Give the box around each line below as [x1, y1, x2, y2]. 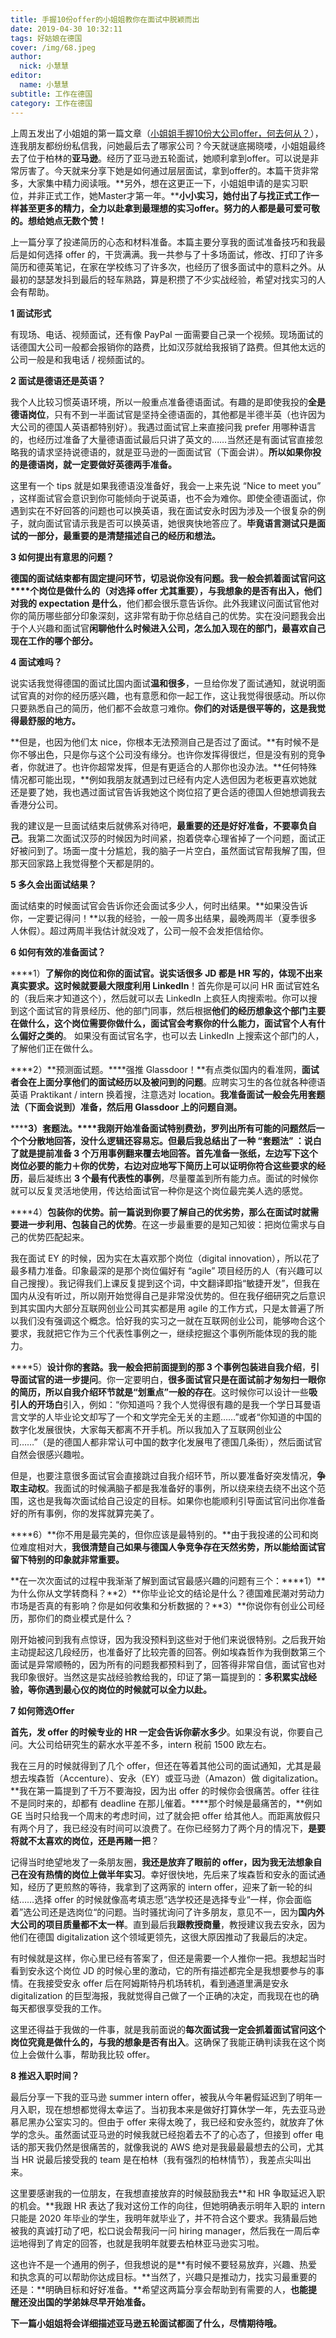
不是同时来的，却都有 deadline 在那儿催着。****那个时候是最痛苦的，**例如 [10, 1797, 323, 1809]
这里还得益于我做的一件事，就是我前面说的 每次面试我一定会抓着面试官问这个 [10, 2023, 326, 2035]
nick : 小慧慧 [19, 61, 69, 71]
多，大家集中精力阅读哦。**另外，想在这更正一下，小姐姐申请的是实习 [10, 177, 300, 189]
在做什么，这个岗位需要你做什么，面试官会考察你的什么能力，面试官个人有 [10, 1017, 317, 1029]
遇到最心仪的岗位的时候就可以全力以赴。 [44, 1683, 212, 1695]
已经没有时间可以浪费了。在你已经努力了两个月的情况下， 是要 [71, 1822, 326, 1834]
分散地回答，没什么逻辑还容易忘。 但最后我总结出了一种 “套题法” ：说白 [27, 1134, 322, 1146]
